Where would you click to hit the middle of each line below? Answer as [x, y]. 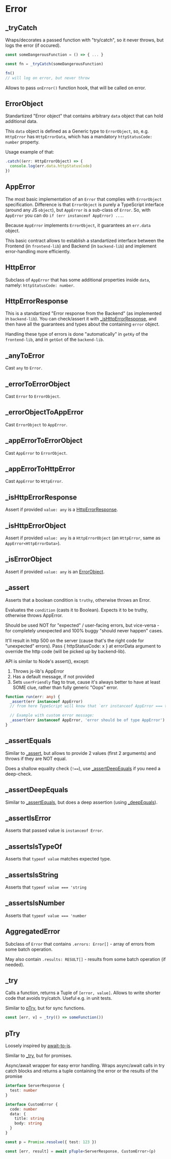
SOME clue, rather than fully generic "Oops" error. [65, 687]
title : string [29, 1119]
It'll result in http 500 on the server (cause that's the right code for [75, 640]
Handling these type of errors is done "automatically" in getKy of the [77, 334]
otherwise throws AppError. [34, 615]
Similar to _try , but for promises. [39, 1056]
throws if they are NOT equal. [36, 758]
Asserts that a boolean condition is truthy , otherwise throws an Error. [78, 600]
